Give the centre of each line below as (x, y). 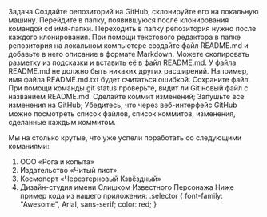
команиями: (29, 146)
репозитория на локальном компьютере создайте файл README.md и (129, 46)
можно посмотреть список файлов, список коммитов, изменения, (122, 114)
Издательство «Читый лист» (68, 170)
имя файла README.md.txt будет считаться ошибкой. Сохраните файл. (129, 80)
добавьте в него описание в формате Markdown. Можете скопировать (129, 54)
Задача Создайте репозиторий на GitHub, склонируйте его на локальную (133, 12)
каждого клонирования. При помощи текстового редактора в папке (125, 37)
